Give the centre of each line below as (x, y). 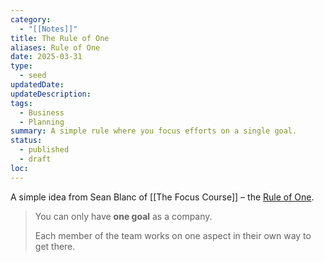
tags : (21, 103)
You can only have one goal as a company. (123, 216)
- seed (33, 76)
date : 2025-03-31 (46, 57)
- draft (35, 159)
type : (21, 66)
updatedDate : (37, 85)
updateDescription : (51, 94)
